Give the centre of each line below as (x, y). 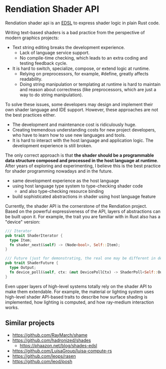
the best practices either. (30, 115)
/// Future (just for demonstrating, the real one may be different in (80, 258)
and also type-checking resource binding (62, 191)
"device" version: (23, 222)
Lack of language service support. (55, 53)
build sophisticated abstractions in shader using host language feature (84, 196)
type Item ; (21, 240)
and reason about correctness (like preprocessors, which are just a (88, 89)
